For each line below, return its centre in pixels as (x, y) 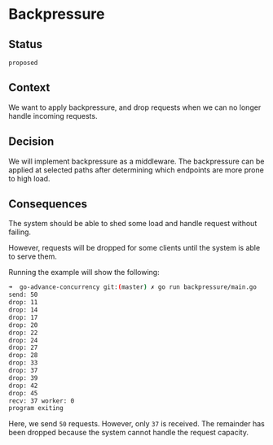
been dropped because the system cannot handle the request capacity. (128, 433)
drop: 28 (23, 356)
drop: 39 (23, 378)
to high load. (29, 178)
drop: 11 (23, 303)
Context (29, 87)
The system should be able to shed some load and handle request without (133, 224)
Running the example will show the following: (84, 273)
